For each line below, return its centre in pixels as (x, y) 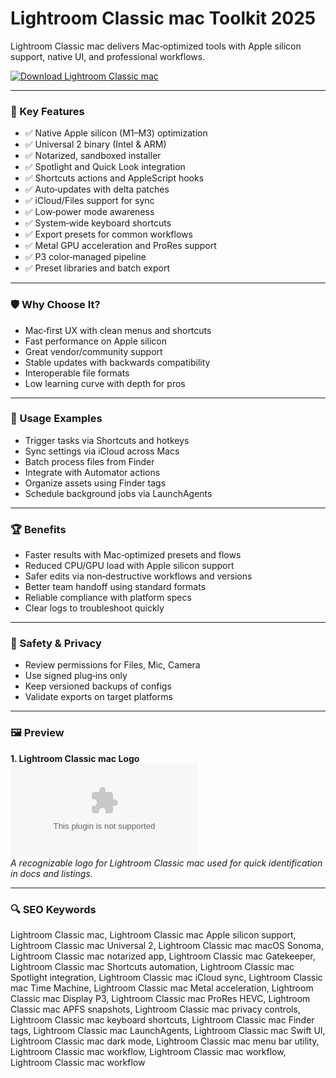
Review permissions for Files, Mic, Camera (112, 665)
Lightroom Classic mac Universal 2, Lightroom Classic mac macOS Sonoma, (167, 946)
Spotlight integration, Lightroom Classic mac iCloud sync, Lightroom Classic (166, 978)
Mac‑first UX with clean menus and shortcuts (118, 330)
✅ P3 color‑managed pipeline (85, 257)
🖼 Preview (37, 733)
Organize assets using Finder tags (95, 483)
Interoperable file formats (77, 373)
